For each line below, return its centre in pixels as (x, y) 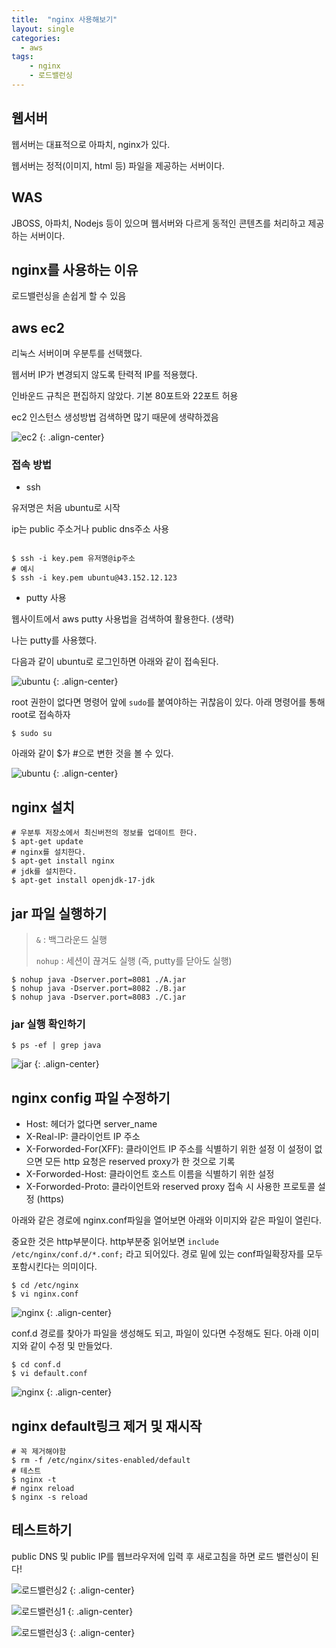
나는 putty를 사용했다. (54, 640)
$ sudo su (32, 734)
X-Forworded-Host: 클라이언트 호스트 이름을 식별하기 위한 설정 (150, 1174)
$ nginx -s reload (49, 1497)
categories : (36, 38)
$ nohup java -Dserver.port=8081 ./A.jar (99, 980)
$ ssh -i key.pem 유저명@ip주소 (73, 559)
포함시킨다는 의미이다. (54, 1267)
